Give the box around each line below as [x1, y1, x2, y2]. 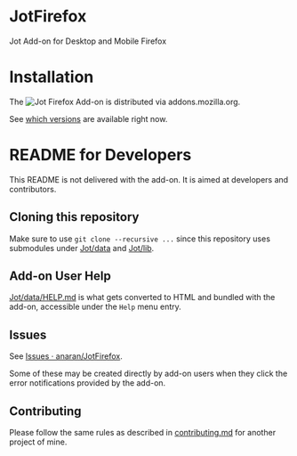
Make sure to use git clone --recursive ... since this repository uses [9, 233, 271, 244]
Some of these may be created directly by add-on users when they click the [9, 368, 288, 379]
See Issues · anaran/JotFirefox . [9, 351, 123, 362]
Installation [9, 67, 94, 87]
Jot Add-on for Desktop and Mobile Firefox [9, 36, 167, 46]
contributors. [9, 183, 57, 194]
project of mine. [9, 436, 68, 447]
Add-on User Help [9, 269, 111, 284]
